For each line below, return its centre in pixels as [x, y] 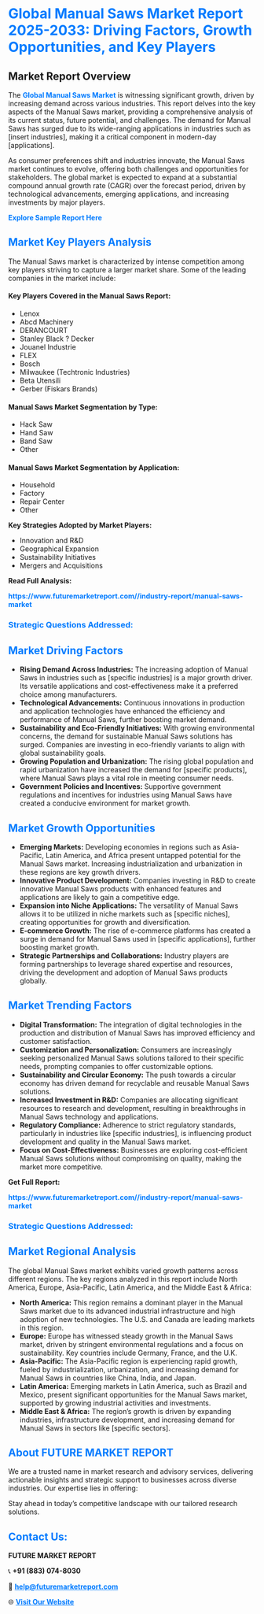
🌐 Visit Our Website [41, 1602]
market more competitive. [61, 1167]
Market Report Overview [70, 76]
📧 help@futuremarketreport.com [63, 1586]
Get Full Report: [34, 1182]
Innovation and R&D [51, 541]
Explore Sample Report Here [55, 218]
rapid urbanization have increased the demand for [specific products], [133, 770]
